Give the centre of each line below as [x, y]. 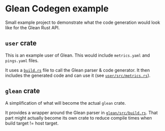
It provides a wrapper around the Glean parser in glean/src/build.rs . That [82, 113]
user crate [21, 43]
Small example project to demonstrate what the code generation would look [83, 22]
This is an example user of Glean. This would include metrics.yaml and [78, 55]
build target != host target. [32, 123]
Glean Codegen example [57, 9]
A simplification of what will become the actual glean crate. [66, 103]
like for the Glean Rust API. [33, 27]
